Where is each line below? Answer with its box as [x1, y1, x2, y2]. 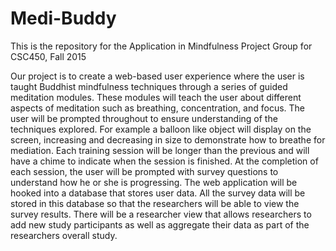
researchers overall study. [10, 229, 118, 241]
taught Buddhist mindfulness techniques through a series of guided [10, 80, 288, 92]
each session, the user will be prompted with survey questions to [10, 165, 279, 177]
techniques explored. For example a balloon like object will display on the [10, 123, 312, 135]
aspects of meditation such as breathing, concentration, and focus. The [10, 102, 305, 114]
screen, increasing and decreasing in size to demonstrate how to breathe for [10, 133, 326, 146]
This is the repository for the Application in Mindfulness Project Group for [10, 40, 313, 52]
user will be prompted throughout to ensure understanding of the [10, 112, 278, 124]
